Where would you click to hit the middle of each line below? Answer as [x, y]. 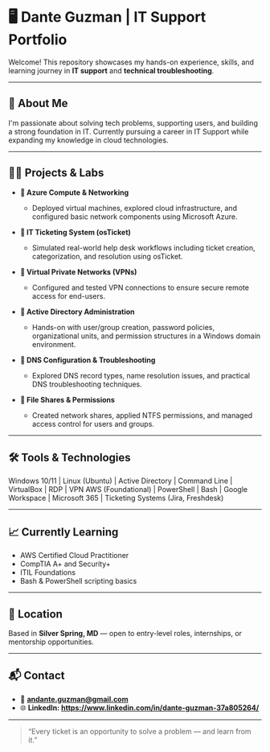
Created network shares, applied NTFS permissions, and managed [142, 415]
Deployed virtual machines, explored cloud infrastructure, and [134, 208]
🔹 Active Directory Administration [77, 312]
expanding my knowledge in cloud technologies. [88, 140]
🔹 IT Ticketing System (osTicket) [75, 232]
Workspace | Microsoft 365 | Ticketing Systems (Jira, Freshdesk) [116, 498]
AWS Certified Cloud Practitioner [74, 556]
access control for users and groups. [93, 424]
